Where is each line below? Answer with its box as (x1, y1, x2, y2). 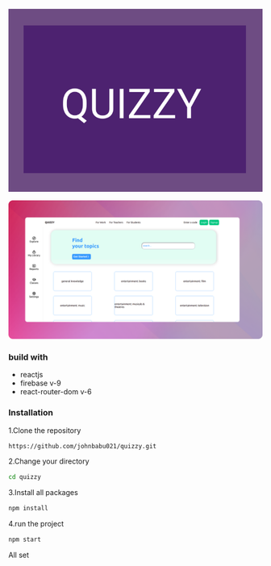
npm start (8, 535, 42, 544)
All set (8, 550, 30, 560)
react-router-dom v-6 (19, 387, 92, 397)
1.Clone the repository (8, 425, 81, 435)
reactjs (19, 370, 44, 380)
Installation (8, 407, 54, 418)
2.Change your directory (8, 456, 90, 466)
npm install (8, 505, 48, 513)
